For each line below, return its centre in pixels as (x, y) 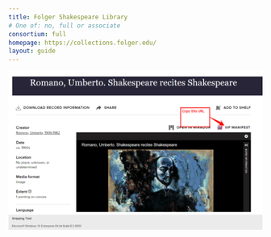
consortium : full (38, 34)
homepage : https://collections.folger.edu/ (83, 43)
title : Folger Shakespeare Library (68, 17)
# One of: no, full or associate (65, 25)
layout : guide (32, 51)
